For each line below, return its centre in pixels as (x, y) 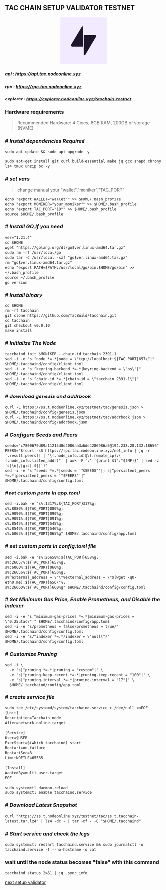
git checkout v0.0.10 (28, 326)
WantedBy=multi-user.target (34, 773)
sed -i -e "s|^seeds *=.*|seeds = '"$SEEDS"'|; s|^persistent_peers (78, 470)
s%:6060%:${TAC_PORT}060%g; (34, 567)
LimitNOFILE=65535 (24, 758)
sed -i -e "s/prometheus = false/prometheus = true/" (62, 626)
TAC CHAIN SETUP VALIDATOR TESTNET (70, 8)
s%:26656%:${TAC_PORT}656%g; (35, 572)
